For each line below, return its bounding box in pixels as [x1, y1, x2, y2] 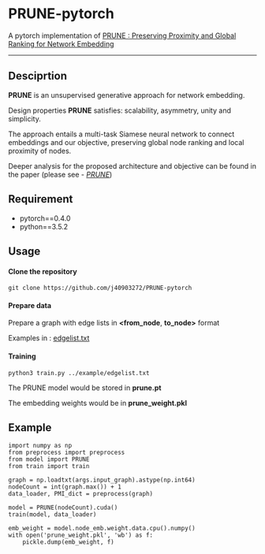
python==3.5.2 [19, 221, 69, 231]
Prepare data [8, 300, 52, 310]
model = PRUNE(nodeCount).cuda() [8, 504, 118, 512]
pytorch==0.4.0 [19, 214, 71, 223]
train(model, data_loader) [8, 511, 97, 519]
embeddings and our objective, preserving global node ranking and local [8, 137, 244, 147]
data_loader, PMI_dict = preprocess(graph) [8, 490, 154, 498]
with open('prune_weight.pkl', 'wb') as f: [8, 531, 154, 540]
